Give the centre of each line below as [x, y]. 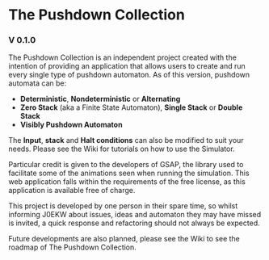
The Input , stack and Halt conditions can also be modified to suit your [126, 140]
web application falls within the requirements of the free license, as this [127, 182]
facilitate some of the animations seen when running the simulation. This [129, 173]
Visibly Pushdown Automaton [71, 125]
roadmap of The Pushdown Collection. [73, 247]
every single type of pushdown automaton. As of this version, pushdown [129, 75]
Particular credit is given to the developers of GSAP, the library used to [126, 165]
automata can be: [38, 83]
